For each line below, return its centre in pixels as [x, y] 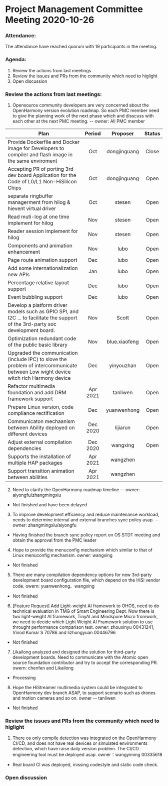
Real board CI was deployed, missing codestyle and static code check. [85, 765]
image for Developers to [36, 148]
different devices [27, 434]
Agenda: [16, 60]
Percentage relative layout [38, 283]
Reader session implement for [43, 231]
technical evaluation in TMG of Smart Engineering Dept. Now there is [83, 611]
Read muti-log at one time [38, 217]
